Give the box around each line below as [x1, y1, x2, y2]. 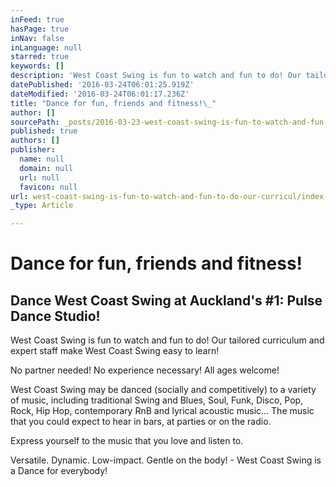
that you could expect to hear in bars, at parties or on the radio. [10, 416, 272, 428]
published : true [10, 126, 78, 136]
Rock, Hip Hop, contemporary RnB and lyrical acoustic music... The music [10, 405, 315, 417]
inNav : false [10, 33, 65, 43]
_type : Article [10, 201, 74, 211]
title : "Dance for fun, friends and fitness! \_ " [10, 98, 217, 108]
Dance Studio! [10, 307, 101, 325]
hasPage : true [10, 24, 70, 34]
